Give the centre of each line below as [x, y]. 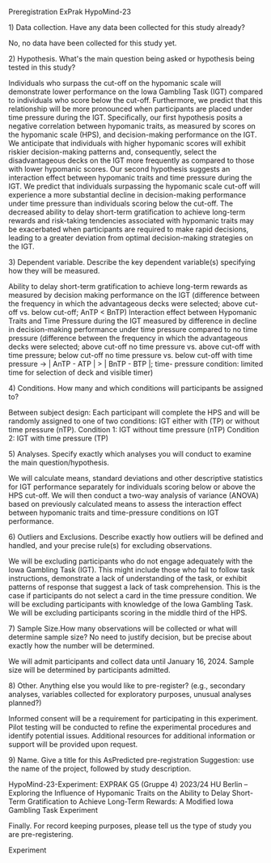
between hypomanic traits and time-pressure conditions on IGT [114, 512]
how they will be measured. [54, 271]
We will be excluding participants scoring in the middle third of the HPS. [128, 613]
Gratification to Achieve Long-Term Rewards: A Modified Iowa [130, 801]
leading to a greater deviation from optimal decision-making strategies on [131, 238]
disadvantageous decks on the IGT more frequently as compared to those [131, 160]
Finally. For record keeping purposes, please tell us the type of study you [130, 826]
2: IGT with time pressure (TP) [59, 438]
